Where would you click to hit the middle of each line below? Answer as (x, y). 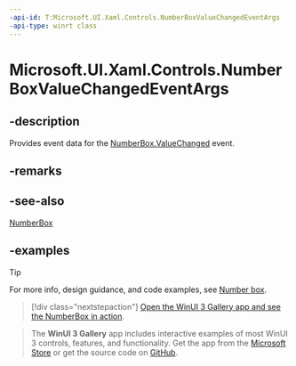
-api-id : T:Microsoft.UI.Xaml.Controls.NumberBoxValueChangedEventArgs (144, 17)
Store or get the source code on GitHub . (104, 352)
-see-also (37, 201)
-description (44, 122)
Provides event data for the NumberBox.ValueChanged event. (122, 142)
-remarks (36, 171)
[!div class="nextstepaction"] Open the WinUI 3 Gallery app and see (156, 306)
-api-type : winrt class (53, 26)
